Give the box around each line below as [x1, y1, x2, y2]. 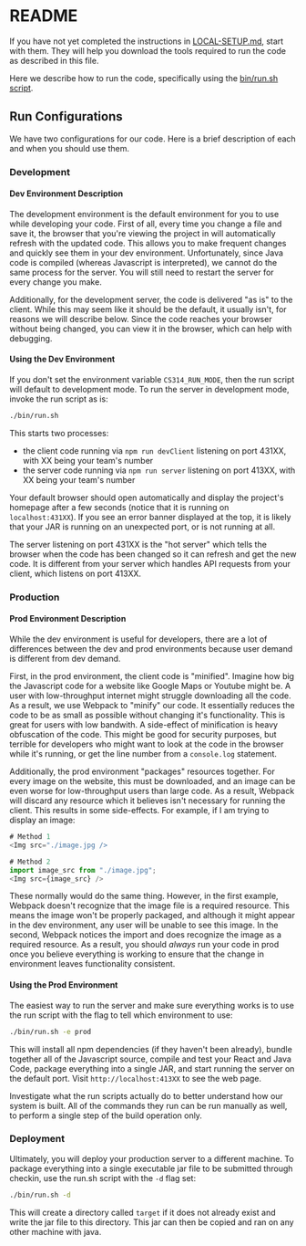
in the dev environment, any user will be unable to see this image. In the [9, 919, 279, 931]
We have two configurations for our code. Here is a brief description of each [9, 133, 296, 144]
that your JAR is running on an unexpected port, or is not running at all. [9, 521, 276, 532]
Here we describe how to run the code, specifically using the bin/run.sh [9, 72, 279, 83]
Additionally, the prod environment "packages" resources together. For [9, 766, 276, 777]
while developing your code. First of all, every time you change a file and [9, 218, 282, 229]
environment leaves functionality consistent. [9, 958, 176, 969]
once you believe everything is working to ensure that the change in [9, 948, 264, 959]
